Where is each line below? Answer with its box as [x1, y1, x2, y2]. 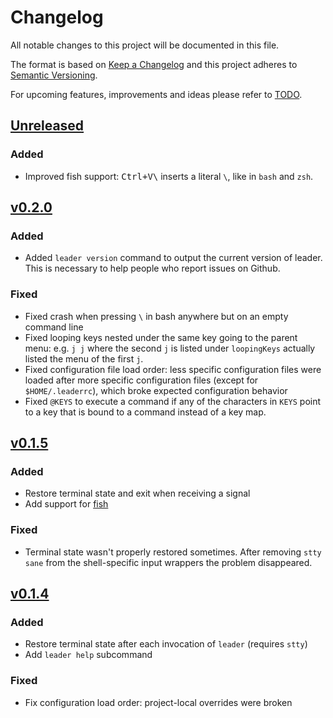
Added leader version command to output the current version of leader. [24, 252, 323, 264]
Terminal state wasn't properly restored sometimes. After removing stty [24, 546, 322, 558]
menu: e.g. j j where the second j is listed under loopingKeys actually [24, 342, 316, 354]
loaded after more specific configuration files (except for [24, 374, 259, 386]
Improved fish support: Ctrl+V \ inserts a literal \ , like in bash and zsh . [24, 170, 314, 182]
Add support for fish [24, 498, 109, 510]
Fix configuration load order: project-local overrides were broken [24, 696, 293, 708]
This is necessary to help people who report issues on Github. [24, 262, 281, 275]
